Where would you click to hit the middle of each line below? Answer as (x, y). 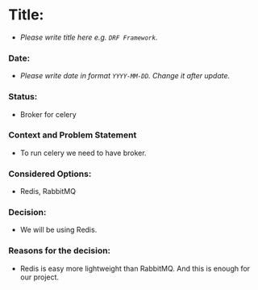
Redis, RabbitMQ (48, 191)
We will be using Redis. (58, 230)
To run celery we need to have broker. (83, 153)
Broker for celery (48, 114)
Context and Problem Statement (73, 135)
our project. (39, 277)
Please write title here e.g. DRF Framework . (89, 37)
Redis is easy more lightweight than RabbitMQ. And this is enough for (135, 268)
